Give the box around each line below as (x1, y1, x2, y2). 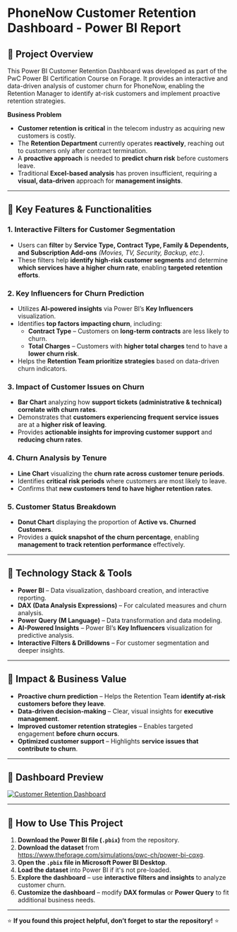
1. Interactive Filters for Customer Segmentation (7, 224, 176, 234)
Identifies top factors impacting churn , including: (17, 319, 162, 327)
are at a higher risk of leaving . (17, 420, 107, 429)
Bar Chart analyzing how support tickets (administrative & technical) (17, 398, 222, 406)
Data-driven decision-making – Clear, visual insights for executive (17, 707, 214, 715)
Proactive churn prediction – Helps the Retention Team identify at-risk (17, 691, 226, 700)
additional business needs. (17, 896, 96, 904)
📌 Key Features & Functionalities (7, 203, 152, 216)
